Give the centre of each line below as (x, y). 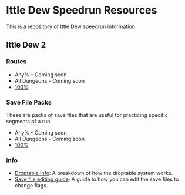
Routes (16, 62)
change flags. (31, 186)
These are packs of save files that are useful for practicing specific (87, 115)
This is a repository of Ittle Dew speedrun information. (71, 26)
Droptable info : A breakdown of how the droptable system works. (94, 173)
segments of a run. (29, 121)
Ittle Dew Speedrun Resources (82, 10)
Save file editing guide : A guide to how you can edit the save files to (97, 179)
